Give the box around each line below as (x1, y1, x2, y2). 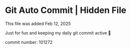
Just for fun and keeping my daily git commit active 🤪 (5, 30, 111, 36)
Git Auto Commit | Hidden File (5, 5, 127, 16)
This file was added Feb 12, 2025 (5, 21, 71, 26)
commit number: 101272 (5, 39, 53, 45)
